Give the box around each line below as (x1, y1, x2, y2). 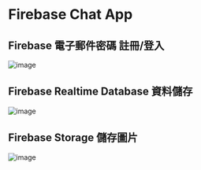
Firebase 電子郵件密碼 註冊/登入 (8, 39, 165, 52)
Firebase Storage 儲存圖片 (8, 131, 138, 145)
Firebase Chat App (8, 6, 133, 24)
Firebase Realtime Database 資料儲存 (8, 85, 193, 98)
